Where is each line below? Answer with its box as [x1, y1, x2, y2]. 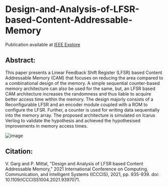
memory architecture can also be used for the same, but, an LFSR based [5, 85, 155, 91]
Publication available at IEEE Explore [5, 41, 80, 47]
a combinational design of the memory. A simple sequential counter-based [5, 80, 160, 86]
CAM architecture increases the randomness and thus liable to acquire [5, 90, 151, 97]
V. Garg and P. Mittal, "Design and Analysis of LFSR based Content [5, 160, 143, 166]
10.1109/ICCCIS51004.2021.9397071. [5, 176, 80, 182]
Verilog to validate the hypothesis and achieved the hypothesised [5, 117, 141, 124]
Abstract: [5, 56, 36, 65]
